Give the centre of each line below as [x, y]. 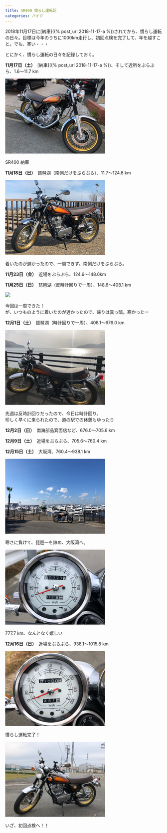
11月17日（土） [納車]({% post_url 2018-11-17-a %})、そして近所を [73, 65]
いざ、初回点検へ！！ [27, 825]
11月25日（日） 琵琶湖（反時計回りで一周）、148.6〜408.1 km [68, 285]
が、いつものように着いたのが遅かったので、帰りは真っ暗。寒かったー [77, 312]
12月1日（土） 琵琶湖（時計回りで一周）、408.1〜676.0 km [65, 323]
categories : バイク [24, 16]
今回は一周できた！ [25, 306]
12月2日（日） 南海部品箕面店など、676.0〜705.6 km [60, 430]
